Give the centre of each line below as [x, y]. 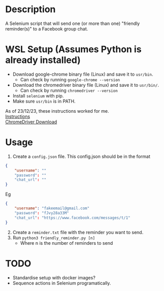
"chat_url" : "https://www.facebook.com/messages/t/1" [72, 218]
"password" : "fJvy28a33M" [42, 213]
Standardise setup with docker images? [54, 277]
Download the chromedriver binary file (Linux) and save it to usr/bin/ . [86, 85]
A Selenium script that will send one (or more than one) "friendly [73, 23]
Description [30, 9]
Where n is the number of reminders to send [67, 243]
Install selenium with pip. [38, 95]
